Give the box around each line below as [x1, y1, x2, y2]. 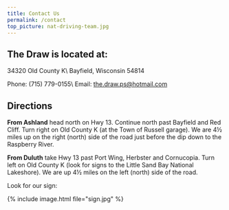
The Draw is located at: [7, 48, 108, 60]
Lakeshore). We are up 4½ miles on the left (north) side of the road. [7, 168, 198, 176]
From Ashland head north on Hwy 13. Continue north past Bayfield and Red [7, 118, 221, 126]
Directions [7, 100, 53, 112]
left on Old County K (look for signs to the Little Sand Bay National [7, 161, 194, 169]
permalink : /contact [7, 17, 67, 23]
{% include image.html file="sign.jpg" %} [7, 195, 124, 203]
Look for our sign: [7, 182, 58, 189]
